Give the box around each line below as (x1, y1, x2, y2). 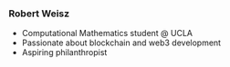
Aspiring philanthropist (21, 47, 108, 58)
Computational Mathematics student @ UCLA (21, 28, 193, 39)
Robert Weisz (8, 7, 70, 20)
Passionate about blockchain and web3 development (21, 37, 221, 48)
